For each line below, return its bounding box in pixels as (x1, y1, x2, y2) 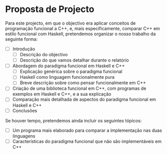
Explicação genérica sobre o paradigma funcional (19, 69, 122, 75)
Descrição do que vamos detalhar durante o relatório (19, 57, 129, 63)
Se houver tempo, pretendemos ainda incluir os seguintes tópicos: (5, 117, 142, 123)
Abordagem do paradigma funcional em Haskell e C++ (12, 63, 125, 69)
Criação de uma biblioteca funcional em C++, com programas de (12, 85, 146, 91)
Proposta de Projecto (5, 4, 94, 15)
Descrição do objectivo (19, 52, 68, 57)
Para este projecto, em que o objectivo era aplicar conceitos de (5, 20, 136, 26)
